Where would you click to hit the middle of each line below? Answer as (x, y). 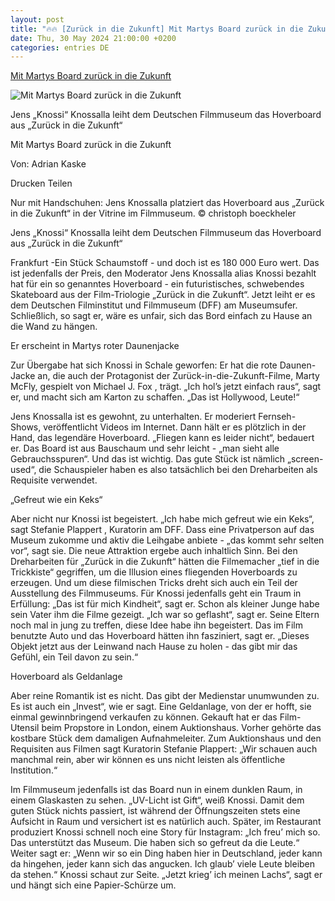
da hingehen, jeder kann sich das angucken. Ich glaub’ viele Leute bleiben (163, 864)
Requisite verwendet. (54, 480)
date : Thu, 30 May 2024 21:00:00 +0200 (93, 38)
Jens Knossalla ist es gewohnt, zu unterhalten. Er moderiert (133, 417)
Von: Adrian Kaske (48, 164)
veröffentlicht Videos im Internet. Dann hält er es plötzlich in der (175, 427)
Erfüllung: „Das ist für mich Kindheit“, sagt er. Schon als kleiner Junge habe (165, 604)
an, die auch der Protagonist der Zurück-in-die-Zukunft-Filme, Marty (178, 376)
